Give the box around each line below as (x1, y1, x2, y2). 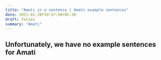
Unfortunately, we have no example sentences (5, 40, 156, 48)
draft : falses (5, 17, 36, 22)
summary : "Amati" (5, 21, 42, 27)
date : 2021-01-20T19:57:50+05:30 (5, 12, 76, 17)
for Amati (5, 48, 36, 56)
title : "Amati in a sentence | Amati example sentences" (5, 7, 129, 13)
